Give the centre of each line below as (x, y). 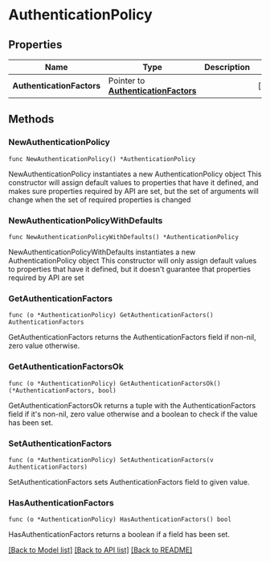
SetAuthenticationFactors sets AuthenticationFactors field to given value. (129, 481)
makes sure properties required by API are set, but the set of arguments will (133, 191)
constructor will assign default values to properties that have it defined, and (133, 182)
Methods (31, 120)
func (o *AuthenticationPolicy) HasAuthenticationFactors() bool (120, 520)
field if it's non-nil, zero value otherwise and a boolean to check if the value (133, 414)
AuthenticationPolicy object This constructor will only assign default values (133, 260)
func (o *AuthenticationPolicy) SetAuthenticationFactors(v (111, 460)
